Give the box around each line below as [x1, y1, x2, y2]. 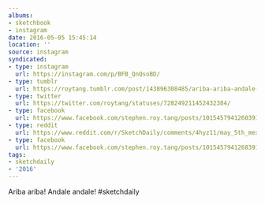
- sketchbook [8, 19, 51, 27]
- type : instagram [8, 63, 69, 71]
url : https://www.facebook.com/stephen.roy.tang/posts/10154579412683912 [15, 143, 263, 151]
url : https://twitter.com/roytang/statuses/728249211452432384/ [15, 99, 231, 107]
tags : [8, 150, 26, 158]
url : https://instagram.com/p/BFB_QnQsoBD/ [15, 70, 160, 78]
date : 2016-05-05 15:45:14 [8, 33, 97, 42]
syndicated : [8, 56, 47, 64]
